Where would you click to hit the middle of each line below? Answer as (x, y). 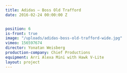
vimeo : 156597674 (24, 43)
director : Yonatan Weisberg (35, 48)
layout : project (23, 62)
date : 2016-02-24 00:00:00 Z (36, 15)
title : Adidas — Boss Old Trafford (43, 10)
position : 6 (18, 29)
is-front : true (22, 33)
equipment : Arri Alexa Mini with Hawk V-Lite (55, 57)
